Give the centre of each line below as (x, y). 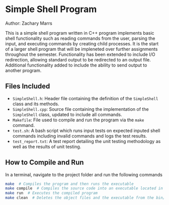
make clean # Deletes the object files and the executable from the (80, 198)
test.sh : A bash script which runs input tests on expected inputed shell (86, 130)
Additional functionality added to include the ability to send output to (76, 65)
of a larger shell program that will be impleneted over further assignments (81, 49)
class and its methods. (36, 104)
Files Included (28, 86)
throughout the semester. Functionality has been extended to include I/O (80, 54)
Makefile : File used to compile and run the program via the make (78, 120)
